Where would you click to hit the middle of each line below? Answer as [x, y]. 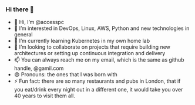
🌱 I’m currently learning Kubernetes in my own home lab [82, 41]
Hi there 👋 [20, 9]
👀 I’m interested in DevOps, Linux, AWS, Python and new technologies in [102, 28]
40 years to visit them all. [45, 96]
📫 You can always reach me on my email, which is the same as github [99, 60]
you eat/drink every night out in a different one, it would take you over [98, 90]
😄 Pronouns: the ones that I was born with [66, 74]
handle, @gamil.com [39, 68]
